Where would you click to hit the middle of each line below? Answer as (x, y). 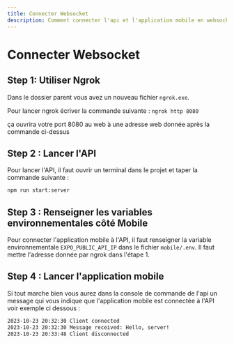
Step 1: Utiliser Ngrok (54, 81)
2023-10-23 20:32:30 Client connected (63, 321)
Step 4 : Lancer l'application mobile (86, 276)
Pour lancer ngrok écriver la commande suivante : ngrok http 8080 (103, 110)
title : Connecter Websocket (48, 14)
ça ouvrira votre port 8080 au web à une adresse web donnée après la (109, 124)
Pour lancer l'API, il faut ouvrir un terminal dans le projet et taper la (103, 170)
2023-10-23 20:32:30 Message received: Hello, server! (88, 327)
